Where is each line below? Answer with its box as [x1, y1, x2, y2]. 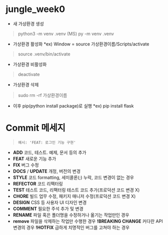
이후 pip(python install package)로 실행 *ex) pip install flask [12, 102, 134, 108]
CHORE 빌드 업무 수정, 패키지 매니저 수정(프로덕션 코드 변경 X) [12, 193, 136, 199]
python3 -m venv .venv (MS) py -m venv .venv [17, 30, 114, 36]
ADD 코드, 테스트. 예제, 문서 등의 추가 [12, 149, 86, 155]
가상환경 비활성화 [12, 61, 47, 67]
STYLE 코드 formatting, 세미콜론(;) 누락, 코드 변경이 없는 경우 [12, 174, 134, 180]
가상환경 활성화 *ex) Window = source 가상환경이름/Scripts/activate [12, 41, 149, 47]
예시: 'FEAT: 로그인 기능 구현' [17, 140, 76, 145]
